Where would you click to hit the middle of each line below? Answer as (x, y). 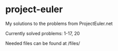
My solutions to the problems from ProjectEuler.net (59, 23)
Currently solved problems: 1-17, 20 (43, 33)
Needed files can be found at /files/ (43, 43)
